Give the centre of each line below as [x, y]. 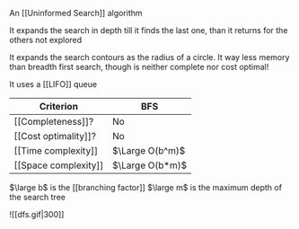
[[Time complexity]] [56, 150]
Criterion [59, 106]
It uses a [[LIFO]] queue [53, 84]
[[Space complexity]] [59, 165]
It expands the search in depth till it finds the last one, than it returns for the [149, 30]
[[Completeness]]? [54, 122]
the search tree [37, 197]
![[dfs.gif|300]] [37, 214]
